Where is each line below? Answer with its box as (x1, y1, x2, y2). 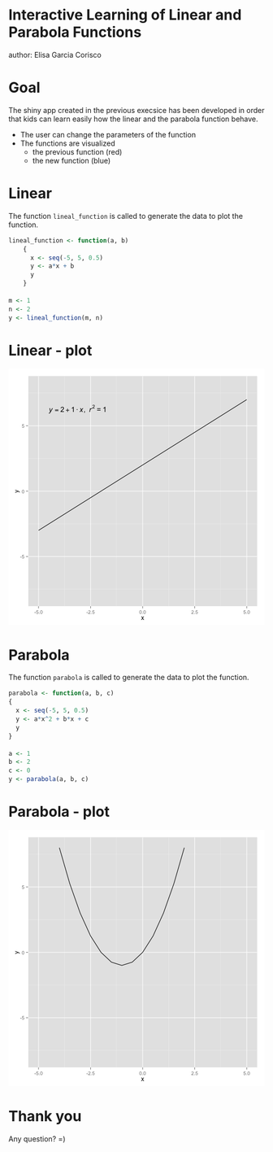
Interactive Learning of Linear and (8, 6, 242, 24)
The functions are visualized (19, 138, 115, 148)
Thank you (8, 1107, 82, 1126)
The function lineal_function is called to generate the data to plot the (8, 211, 244, 220)
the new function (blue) (32, 155, 111, 165)
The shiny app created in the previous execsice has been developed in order (8, 105, 265, 115)
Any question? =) (8, 1133, 67, 1144)
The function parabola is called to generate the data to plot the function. (8, 673, 249, 683)
